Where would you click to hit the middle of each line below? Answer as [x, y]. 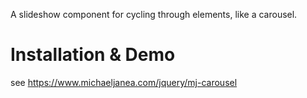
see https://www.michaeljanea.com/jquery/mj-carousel [124, 82]
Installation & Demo [93, 55]
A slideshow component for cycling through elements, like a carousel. [154, 14]
